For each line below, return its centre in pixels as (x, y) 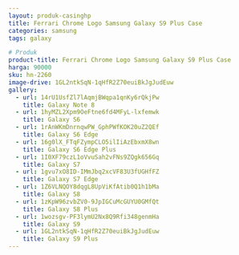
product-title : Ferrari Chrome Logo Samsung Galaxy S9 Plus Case (119, 60)
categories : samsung (43, 30)
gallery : (23, 90)
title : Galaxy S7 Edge (61, 180)
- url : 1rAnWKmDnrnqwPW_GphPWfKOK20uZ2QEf (87, 127)
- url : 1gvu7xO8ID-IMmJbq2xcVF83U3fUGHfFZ (87, 172)
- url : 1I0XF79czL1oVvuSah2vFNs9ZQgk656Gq (87, 157)
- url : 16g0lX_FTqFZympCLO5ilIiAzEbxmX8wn (87, 142)
